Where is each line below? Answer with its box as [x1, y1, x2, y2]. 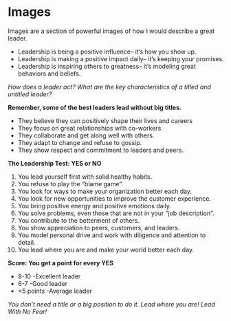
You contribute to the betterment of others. [17, 216, 140, 224]
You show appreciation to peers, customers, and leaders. [17, 223, 180, 232]
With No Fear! [8, 307, 47, 316]
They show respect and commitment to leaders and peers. [17, 146, 184, 154]
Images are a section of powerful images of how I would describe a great [8, 27, 215, 35]
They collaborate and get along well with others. [17, 131, 155, 140]
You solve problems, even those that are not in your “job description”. [17, 209, 214, 217]
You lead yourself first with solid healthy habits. [17, 173, 153, 181]
